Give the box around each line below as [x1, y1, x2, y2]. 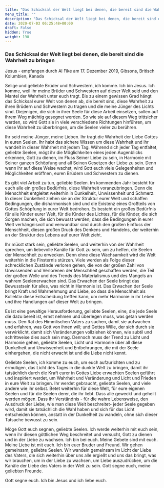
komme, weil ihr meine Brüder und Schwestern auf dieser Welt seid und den [5, 88, 158, 94]
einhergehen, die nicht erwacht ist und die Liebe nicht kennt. [5, 350, 127, 356]
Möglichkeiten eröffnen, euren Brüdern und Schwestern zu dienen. [5, 170, 140, 177]
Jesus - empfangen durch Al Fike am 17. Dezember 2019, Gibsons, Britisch [5, 68, 155, 74]
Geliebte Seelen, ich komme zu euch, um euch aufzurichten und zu [5, 360, 140, 365]
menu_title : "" [5, 12, 36, 17]
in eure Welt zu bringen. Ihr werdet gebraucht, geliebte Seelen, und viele [5, 381, 151, 386]
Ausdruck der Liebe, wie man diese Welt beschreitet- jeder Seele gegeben [5, 401, 155, 407]
